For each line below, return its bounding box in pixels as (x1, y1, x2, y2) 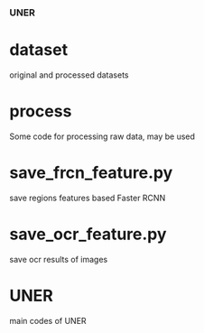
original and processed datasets (9, 69, 129, 80)
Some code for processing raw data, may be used (9, 131, 196, 142)
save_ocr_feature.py (9, 224, 167, 245)
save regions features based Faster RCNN (9, 192, 166, 203)
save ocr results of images (9, 254, 108, 264)
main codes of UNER (9, 315, 88, 326)
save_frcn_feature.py (9, 162, 173, 182)
